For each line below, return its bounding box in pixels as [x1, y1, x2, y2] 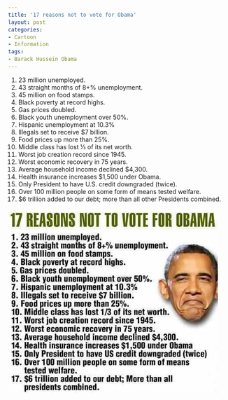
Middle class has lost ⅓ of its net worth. [17, 142, 134, 151]
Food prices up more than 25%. [17, 135, 110, 144]
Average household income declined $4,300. [17, 165, 148, 173]
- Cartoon [8, 34, 37, 41]
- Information [8, 41, 50, 48]
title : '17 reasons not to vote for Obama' [8, 11, 137, 18]
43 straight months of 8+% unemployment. [17, 83, 143, 91]
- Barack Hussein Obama [8, 56, 78, 63]
